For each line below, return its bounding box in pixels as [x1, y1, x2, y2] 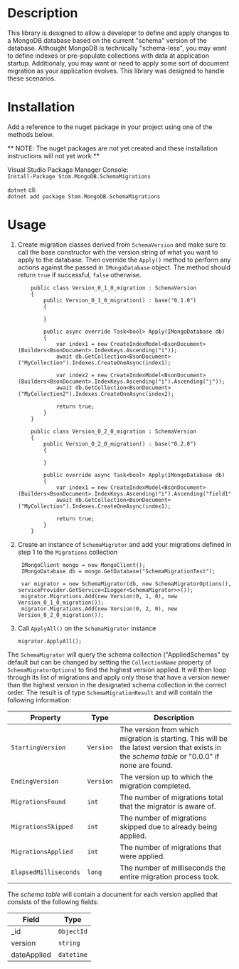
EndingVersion [11, 777, 59, 785]
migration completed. [119, 781, 191, 791]
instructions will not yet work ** [7, 151, 100, 160]
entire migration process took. [119, 871, 221, 881]
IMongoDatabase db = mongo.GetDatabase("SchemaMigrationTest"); [21, 568, 216, 575]
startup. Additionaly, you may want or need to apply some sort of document [7, 58, 229, 67]
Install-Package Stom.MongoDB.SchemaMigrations [7, 173, 152, 180]
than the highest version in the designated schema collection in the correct [7, 680, 227, 689]
